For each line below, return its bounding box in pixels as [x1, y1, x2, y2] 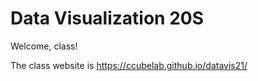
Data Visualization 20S [10, 7, 205, 30]
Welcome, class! [10, 40, 78, 52]
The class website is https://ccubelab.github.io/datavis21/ [10, 59, 248, 71]
